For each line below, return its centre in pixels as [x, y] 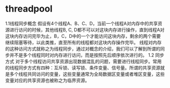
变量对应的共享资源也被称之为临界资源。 [47, 80]
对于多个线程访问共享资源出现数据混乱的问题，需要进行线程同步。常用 [88, 61]
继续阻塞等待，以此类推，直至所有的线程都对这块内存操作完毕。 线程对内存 [83, 42]
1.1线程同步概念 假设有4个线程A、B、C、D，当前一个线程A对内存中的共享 [82, 23]
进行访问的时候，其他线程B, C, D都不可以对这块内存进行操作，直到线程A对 [87, 30]
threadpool [29, 9]
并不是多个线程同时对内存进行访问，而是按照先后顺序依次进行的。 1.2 [82, 55]
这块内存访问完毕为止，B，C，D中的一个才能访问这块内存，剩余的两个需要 [83, 36]
